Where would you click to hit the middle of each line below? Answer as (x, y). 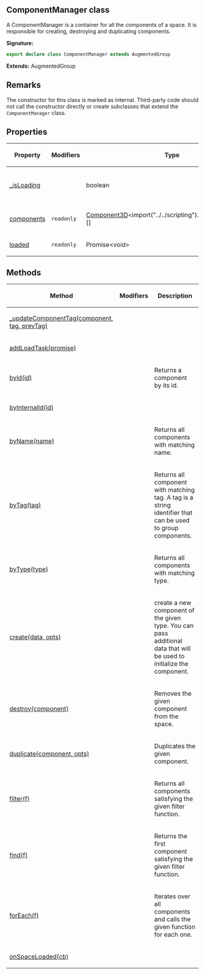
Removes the (173, 694)
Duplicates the (175, 746)
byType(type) (29, 569)
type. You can (174, 626)
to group (166, 528)
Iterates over (172, 896)
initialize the (171, 664)
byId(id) (21, 378)
